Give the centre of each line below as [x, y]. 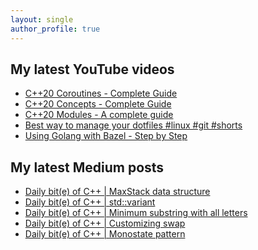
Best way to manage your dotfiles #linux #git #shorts [133, 125]
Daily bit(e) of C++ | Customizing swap [105, 223]
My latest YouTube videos [92, 69]
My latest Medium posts [87, 167]
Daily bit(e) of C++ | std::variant [90, 202]
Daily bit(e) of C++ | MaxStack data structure [117, 192]
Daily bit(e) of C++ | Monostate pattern [105, 234]
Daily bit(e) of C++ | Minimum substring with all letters [136, 213]
